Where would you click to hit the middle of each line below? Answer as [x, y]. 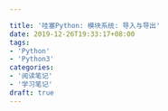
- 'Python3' [32, 60]
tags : [19, 42]
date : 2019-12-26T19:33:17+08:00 [72, 34]
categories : [32, 68]
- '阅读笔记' [31, 76]
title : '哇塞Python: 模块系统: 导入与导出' [85, 25]
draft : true [32, 92]
